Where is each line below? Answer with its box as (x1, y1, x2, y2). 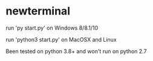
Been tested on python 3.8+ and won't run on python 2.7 (5, 47, 147, 55)
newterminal (5, 4, 71, 18)
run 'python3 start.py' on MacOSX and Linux (5, 36, 117, 43)
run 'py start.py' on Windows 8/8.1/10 (5, 24, 99, 31)
